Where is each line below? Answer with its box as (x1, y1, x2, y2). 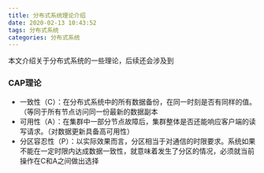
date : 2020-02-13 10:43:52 (8, 19, 97, 27)
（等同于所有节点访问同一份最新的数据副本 (19, 107, 158, 116)
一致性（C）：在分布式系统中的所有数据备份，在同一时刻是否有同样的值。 (19, 97, 257, 106)
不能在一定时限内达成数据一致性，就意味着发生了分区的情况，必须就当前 (19, 146, 255, 156)
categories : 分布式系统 (8, 33, 80, 42)
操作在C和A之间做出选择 (19, 156, 99, 165)
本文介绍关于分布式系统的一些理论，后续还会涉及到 (8, 56, 174, 65)
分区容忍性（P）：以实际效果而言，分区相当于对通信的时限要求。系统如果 (19, 136, 256, 145)
